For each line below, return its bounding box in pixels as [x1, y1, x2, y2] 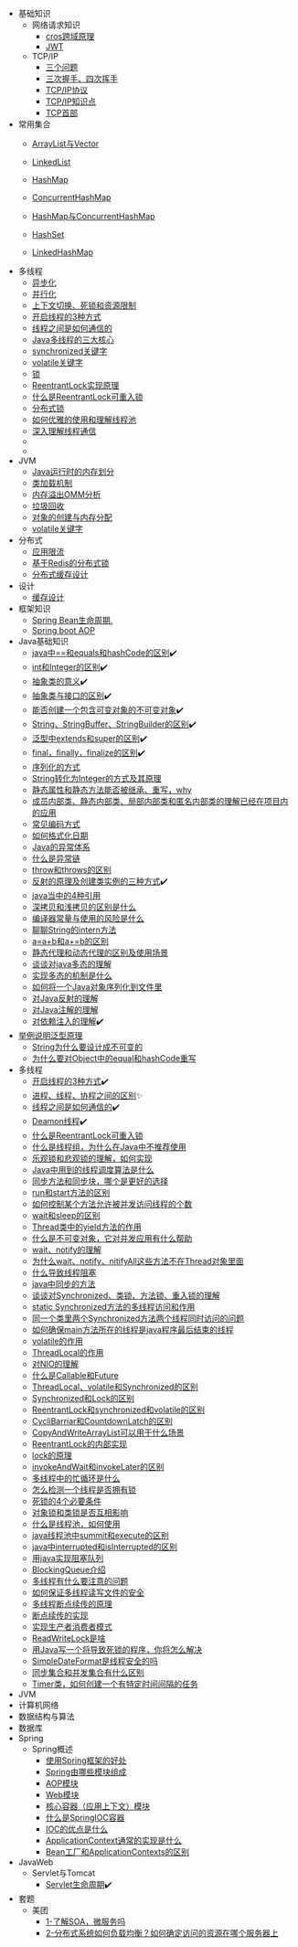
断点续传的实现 [31, 1610, 89, 1621]
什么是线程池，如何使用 [31, 1518, 121, 1529]
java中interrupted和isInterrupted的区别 [31, 1541, 178, 1552]
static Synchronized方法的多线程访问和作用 [31, 1302, 196, 1312]
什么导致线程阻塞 [31, 1267, 97, 1278]
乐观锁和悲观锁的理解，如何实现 [31, 1153, 153, 1164]
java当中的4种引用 [31, 890, 101, 900]
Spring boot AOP [31, 625, 96, 635]
